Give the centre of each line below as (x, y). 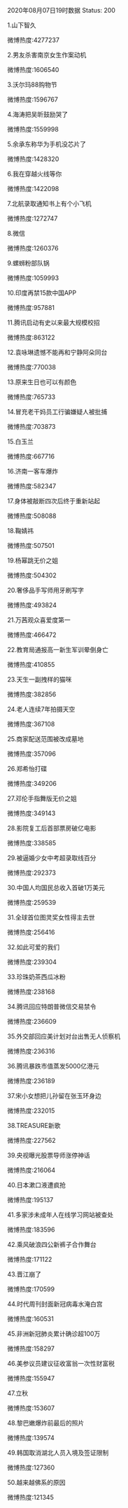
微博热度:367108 (31, 724)
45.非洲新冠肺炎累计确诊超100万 (54, 1334)
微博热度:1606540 (33, 70)
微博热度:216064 (31, 1170)
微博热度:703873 (31, 427)
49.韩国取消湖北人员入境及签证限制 (58, 1453)
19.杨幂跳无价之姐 (33, 561)
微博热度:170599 (31, 1289)
